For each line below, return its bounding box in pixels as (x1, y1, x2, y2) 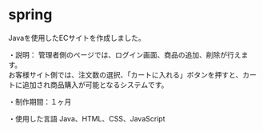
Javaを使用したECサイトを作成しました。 (8, 33, 145, 42)
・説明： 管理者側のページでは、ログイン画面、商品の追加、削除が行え (8, 50, 241, 59)
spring (8, 6, 53, 24)
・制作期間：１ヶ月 (8, 97, 72, 106)
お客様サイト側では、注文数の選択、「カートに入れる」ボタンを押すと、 (8, 69, 243, 79)
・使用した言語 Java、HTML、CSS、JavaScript (8, 113, 165, 123)
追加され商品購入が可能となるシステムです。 (22, 80, 169, 89)
